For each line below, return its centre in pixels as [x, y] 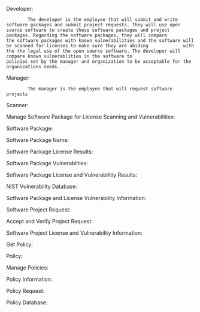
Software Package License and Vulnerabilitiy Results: [72, 175]
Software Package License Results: [50, 152]
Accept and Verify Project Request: [49, 221]
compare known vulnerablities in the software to [69, 56]
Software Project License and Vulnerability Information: [74, 233]
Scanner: [17, 105]
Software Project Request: [38, 210]
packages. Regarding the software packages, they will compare [87, 35]
